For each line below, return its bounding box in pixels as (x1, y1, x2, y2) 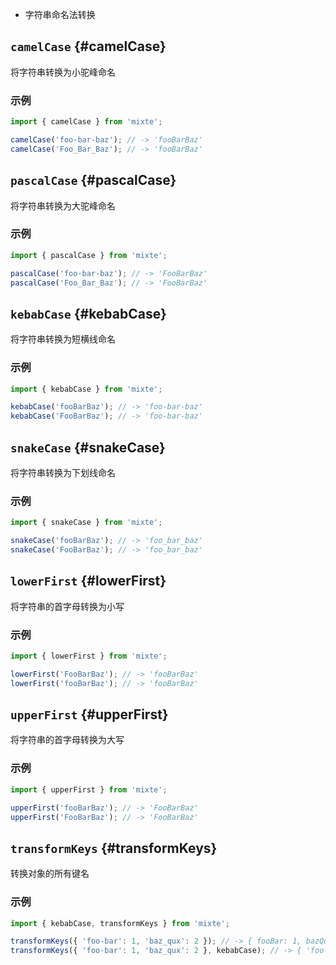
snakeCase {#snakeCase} (10, 439, 166, 456)
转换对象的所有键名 (10, 868, 90, 880)
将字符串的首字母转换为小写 (10, 600, 125, 612)
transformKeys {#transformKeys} (10, 839, 218, 857)
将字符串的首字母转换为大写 (10, 734, 125, 746)
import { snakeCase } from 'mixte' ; (10, 518, 163, 528)
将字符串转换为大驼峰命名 (10, 199, 116, 212)
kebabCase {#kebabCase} (10, 305, 167, 322)
